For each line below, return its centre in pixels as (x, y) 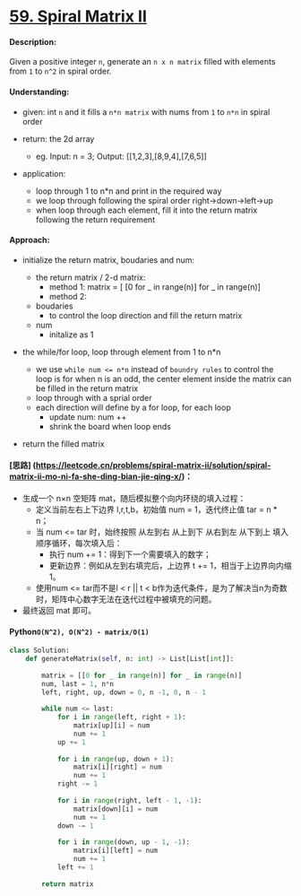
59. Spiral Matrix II (78, 17)
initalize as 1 (71, 335)
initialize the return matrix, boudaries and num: (108, 260)
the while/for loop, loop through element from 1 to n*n (121, 352)
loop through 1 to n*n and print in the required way (129, 191)
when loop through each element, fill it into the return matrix (146, 210)
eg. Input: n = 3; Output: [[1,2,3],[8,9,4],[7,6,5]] (121, 156)
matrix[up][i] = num (112, 726)
